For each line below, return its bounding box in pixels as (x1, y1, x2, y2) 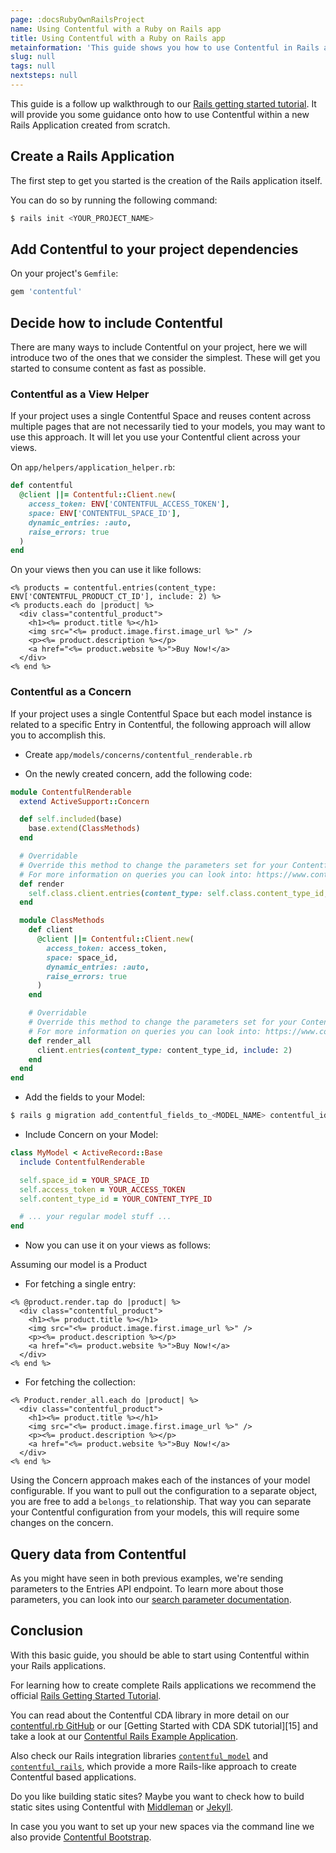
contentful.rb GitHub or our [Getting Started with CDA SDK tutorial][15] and (10, 1719, 319, 1731)
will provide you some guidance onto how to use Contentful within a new (10, 108, 310, 120)
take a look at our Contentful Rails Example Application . (10, 1730, 239, 1742)
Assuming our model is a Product (10, 1259, 148, 1271)
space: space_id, (46, 952, 118, 963)
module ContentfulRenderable (10, 787, 132, 797)
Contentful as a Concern (10, 685, 132, 699)
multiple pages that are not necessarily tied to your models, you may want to (10, 421, 326, 433)
